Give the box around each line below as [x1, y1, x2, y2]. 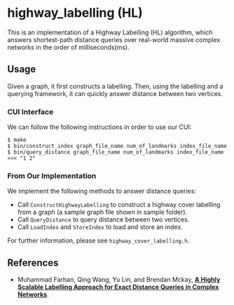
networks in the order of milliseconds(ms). [7, 43, 130, 51]
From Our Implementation [7, 170, 97, 180]
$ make [7, 137, 27, 144]
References [7, 257, 59, 269]
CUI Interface [7, 107, 54, 116]
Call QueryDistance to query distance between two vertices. [17, 215, 190, 224]
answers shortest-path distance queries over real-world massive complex [7, 35, 221, 43]
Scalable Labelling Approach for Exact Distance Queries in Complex [17, 283, 219, 292]
